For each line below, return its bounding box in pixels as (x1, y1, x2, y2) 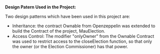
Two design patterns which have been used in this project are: (5, 14, 130, 19)
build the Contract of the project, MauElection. (12, 28, 106, 34)
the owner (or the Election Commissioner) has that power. (12, 44, 128, 49)
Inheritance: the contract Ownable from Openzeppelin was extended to (12, 23, 156, 29)
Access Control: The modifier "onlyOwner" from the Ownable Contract (12, 34, 155, 39)
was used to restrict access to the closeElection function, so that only (12, 38, 152, 44)
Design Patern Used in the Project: (5, 4, 77, 10)
